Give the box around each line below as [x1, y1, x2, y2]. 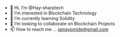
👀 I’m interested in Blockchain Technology [10, 10, 97, 16]
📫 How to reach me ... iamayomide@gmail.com [10, 26, 109, 32]
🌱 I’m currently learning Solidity [10, 15, 75, 21]
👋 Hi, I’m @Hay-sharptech [10, 5, 64, 10]
